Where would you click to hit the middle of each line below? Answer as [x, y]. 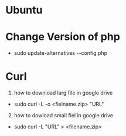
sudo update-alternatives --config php [61, 53]
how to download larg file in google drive [63, 93]
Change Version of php [63, 37]
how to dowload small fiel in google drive [64, 116]
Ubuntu [24, 10]
